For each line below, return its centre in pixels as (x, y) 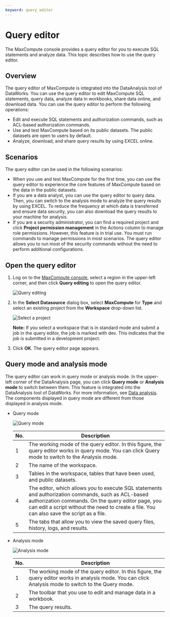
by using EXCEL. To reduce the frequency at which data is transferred (85, 206)
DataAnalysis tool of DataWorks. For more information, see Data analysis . (81, 393)
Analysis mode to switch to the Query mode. (81, 584)
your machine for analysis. (40, 217)
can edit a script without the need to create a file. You (92, 507)
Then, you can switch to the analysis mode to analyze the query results (87, 201)
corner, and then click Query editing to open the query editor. (77, 283)
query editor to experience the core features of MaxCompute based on (87, 185)
